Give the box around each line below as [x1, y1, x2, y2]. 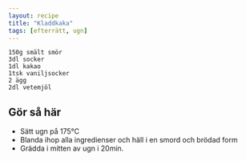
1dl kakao [8, 62, 42, 70]
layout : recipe [8, 11, 59, 20]
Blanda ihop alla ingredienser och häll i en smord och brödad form [19, 135, 238, 145]
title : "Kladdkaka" [8, 19, 74, 27]
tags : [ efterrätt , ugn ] [8, 26, 88, 34]
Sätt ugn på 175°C [19, 127, 80, 136]
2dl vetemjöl [8, 83, 52, 92]
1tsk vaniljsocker [8, 70, 70, 78]
